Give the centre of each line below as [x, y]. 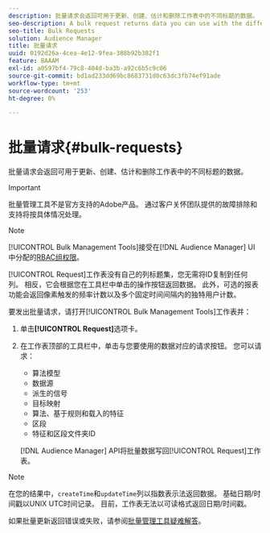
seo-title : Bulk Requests [51, 31]
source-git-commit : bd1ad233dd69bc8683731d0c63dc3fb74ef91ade [115, 76]
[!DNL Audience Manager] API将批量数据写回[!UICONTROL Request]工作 [140, 451]
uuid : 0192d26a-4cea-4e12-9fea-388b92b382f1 [84, 53]
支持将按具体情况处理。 [47, 214]
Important [25, 188]
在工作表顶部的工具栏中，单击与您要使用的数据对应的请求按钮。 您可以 [137, 346]
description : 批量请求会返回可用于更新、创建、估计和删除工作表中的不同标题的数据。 [133, 16]
